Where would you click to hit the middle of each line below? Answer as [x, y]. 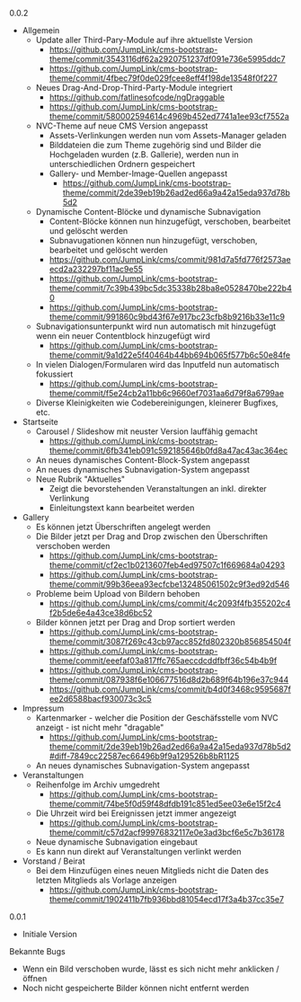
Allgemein [41, 30]
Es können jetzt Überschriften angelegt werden [123, 527]
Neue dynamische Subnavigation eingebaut [116, 842]
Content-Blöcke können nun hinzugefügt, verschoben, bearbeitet [170, 221]
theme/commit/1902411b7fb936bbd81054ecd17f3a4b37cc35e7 [167, 899]
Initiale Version [50, 934]
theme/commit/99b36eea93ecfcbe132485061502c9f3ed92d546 [169, 584]
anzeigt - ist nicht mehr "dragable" [100, 727]
